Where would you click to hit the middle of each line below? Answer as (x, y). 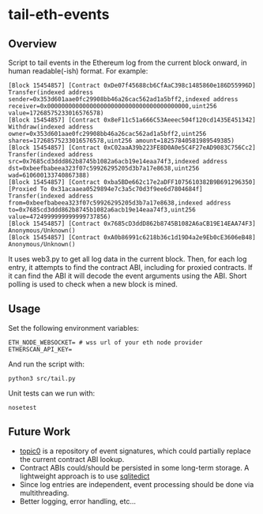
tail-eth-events (59, 15)
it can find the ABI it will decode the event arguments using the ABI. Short (128, 276)
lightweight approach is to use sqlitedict (85, 476)
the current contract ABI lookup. (72, 459)
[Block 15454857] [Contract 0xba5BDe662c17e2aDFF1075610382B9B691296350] (132, 182)
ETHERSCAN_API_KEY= (40, 349)
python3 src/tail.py (42, 378)
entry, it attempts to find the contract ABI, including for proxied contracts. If (130, 267)
